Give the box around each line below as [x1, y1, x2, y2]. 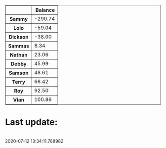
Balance [35, 7, 55, 13]
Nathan [9, 51, 28, 58]
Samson [9, 69, 29, 76]
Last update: [5, 116, 58, 128]
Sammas [8, 43, 30, 49]
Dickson [8, 34, 29, 40]
